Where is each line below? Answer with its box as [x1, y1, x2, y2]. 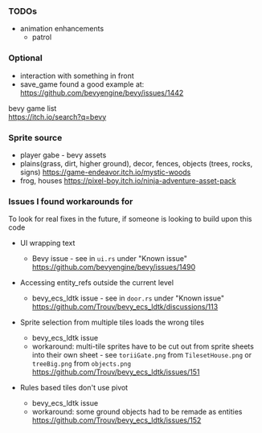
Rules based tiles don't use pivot [19, 383, 129, 393]
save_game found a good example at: [19, 79, 145, 89]
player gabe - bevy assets [19, 150, 107, 160]
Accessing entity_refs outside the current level [19, 278, 174, 288]
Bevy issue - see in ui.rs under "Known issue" [31, 254, 187, 263]
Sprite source [8, 132, 63, 143]
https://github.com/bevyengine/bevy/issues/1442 [19, 88, 184, 97]
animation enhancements [19, 24, 104, 34]
